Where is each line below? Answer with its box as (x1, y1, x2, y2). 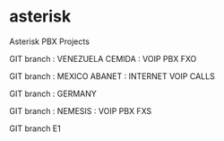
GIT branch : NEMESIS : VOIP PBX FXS (9, 105, 152, 116)
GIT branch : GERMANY (9, 88, 97, 99)
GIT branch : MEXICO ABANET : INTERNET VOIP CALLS (9, 70, 215, 82)
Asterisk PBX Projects (9, 36, 90, 47)
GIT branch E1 (9, 123, 61, 134)
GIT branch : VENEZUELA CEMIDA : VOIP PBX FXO (9, 53, 197, 64)
